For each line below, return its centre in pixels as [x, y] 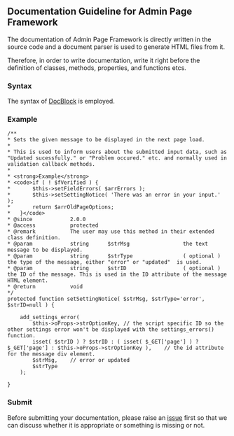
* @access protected [53, 226]
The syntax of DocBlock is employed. [61, 101]
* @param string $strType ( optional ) [114, 256]
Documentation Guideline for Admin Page [100, 12]
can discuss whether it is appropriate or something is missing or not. [106, 425]
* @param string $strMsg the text [108, 244]
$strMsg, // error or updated [81, 360]
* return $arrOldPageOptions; [61, 207]
